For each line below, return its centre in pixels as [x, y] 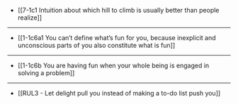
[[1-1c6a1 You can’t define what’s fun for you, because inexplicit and [117, 38]
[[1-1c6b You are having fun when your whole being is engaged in [113, 65]
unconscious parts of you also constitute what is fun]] [96, 45]
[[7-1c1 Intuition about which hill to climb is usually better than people [118, 10]
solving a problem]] [46, 73]
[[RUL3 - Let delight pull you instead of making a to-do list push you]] [119, 93]
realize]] [30, 18]
